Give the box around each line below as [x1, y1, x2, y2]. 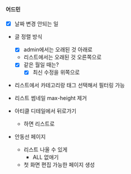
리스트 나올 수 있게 [23, 146, 68, 153]
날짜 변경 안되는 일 [14, 20, 59, 27]
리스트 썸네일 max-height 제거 [14, 95, 87, 102]
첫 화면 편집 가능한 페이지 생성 [23, 161, 95, 169]
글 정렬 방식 [14, 33, 43, 41]
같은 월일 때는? [23, 61, 59, 69]
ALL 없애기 [32, 153, 59, 161]
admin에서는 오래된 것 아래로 [23, 46, 93, 53]
